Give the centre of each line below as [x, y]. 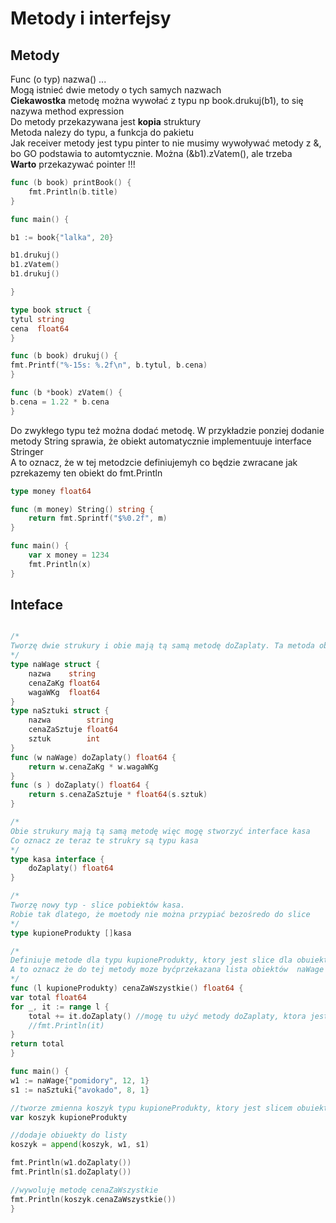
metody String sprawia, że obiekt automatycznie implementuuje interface [161, 441]
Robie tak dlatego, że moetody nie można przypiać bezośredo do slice [160, 914]
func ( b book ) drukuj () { [64, 356]
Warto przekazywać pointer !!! [73, 164]
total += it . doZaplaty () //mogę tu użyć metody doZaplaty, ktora [167, 1016]
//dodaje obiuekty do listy [69, 1135]
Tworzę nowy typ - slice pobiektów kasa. [98, 905]
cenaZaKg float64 [64, 683]
